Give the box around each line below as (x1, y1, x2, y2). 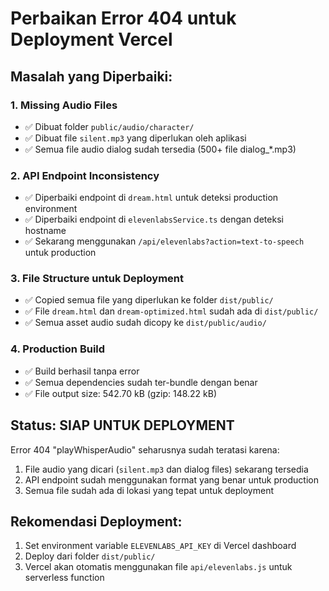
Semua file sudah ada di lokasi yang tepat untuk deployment (24, 484, 274, 496)
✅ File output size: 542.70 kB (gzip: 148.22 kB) (24, 387, 218, 399)
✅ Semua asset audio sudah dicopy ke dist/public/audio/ (24, 317, 267, 329)
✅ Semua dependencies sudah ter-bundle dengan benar (24, 376, 258, 388)
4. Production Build (10, 342, 106, 356)
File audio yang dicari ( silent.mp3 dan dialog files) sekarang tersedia (24, 463, 309, 475)
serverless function (24, 572, 105, 584)
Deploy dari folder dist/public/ (24, 550, 156, 562)
